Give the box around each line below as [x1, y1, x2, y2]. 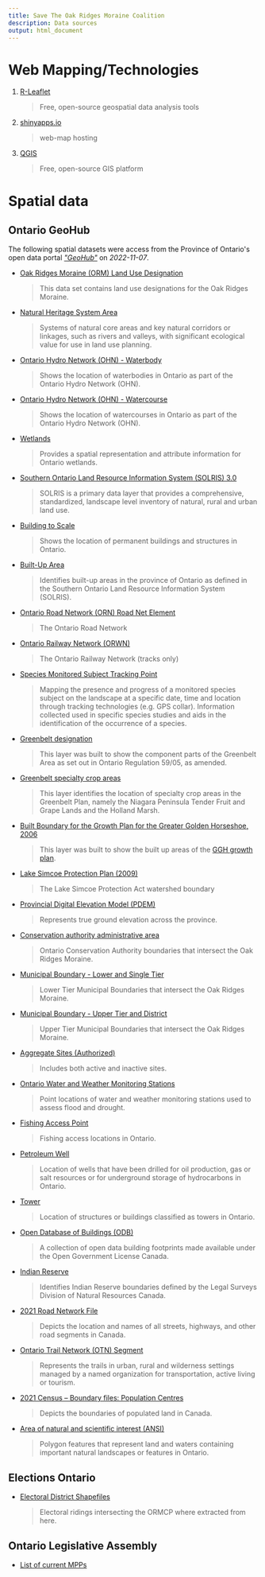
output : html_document [8, 26, 83, 34]
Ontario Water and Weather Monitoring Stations [19, 1079, 175, 1089]
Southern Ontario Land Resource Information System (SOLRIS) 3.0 [19, 473, 237, 483]
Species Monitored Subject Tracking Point [19, 670, 158, 679]
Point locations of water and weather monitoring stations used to [39, 1094, 252, 1104]
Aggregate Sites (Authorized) [19, 1048, 116, 1058]
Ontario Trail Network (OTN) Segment [19, 1346, 144, 1355]
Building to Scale [19, 521, 75, 530]
